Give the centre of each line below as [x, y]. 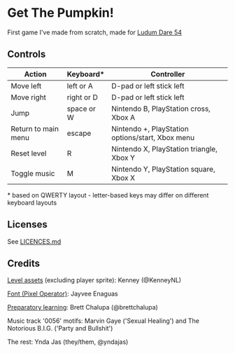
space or [81, 109]
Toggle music [33, 173]
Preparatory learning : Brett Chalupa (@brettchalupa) [83, 307]
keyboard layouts [32, 202]
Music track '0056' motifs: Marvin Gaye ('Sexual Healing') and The [103, 321]
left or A [80, 85]
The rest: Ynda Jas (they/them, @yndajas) [68, 342]
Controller [168, 74]
